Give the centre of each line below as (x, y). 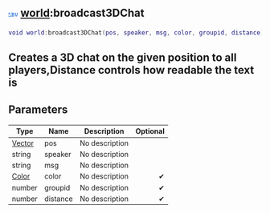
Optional (150, 131)
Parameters (38, 110)
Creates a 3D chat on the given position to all (123, 58)
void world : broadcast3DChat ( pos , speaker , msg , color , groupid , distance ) (136, 32)
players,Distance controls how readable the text (131, 70)
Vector (23, 143)
